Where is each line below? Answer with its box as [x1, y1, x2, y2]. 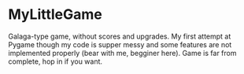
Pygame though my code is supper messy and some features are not [8, 39, 232, 49]
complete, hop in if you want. [8, 57, 103, 66]
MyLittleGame [8, 6, 102, 24]
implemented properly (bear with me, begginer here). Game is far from [8, 48, 237, 57]
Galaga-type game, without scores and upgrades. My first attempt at [8, 31, 231, 41]
